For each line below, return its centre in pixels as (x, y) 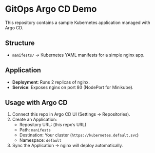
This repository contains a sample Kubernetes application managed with (78, 22)
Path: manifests (35, 130)
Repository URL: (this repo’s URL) (53, 125)
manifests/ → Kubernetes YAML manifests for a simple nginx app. (78, 55)
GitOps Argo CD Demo (51, 9)
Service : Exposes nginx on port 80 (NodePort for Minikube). (73, 87)
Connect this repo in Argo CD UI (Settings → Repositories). (71, 114)
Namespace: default (40, 140)
